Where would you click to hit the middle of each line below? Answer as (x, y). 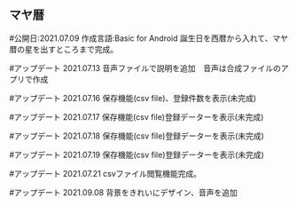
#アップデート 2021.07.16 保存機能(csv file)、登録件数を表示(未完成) (133, 98)
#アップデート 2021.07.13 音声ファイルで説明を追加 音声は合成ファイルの (145, 67)
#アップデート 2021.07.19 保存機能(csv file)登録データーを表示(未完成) (137, 154)
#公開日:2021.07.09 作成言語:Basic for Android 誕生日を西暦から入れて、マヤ (148, 38)
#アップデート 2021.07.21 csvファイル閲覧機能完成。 (106, 173)
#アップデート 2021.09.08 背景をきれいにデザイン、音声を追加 (123, 192)
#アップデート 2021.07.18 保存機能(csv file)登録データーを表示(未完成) (137, 136)
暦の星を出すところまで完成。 (63, 49)
